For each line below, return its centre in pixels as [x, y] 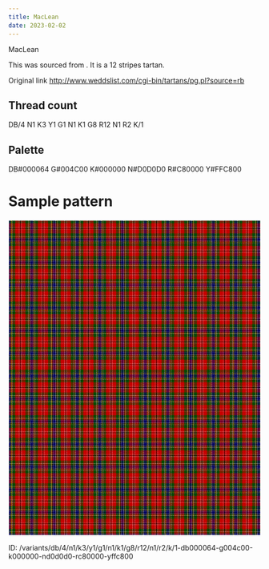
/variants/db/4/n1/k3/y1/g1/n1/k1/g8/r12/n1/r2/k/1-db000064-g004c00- [136, 548]
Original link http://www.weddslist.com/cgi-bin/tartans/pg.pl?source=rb [126, 80]
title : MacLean [34, 17]
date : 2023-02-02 [37, 25]
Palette [26, 149]
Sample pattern [61, 202]
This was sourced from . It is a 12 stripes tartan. [87, 65]
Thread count [43, 105]
